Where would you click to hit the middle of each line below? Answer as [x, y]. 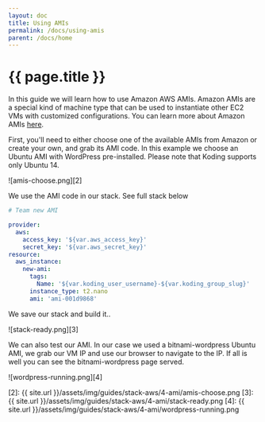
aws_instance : [38, 262]
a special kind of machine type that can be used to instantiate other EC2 [126, 107]
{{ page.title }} [57, 77]
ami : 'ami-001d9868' [63, 299]
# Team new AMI [33, 211]
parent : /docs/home [40, 38]
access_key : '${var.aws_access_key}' [85, 239]
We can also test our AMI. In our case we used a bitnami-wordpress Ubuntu [132, 345]
